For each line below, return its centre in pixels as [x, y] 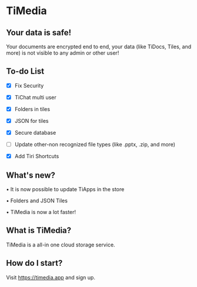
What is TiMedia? [39, 231]
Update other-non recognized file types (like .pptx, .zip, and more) [95, 145]
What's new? [31, 175]
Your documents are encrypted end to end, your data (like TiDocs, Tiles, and [99, 46]
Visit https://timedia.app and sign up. [51, 277]
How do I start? [34, 263]
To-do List [25, 71]
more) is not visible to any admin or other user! [63, 53]
